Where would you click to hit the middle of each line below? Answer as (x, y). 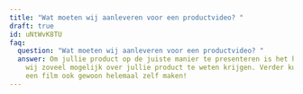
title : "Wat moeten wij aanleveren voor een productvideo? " (127, 17)
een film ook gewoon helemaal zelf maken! (106, 76)
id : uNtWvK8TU (36, 34)
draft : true (32, 26)
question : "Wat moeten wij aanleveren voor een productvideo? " (141, 51)
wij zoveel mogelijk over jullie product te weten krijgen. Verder (155, 68)
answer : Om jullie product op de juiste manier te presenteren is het (153, 59)
